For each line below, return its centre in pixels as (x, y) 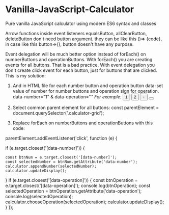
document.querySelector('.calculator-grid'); (58, 113)
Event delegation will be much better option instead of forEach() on (76, 54)
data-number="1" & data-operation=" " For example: (67, 97)
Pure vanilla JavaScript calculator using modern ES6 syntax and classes (81, 23)
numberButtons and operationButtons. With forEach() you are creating (79, 59)
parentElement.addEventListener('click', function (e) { (61, 138)
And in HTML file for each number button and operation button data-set (88, 86)
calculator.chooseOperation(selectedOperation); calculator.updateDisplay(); (85, 202)
